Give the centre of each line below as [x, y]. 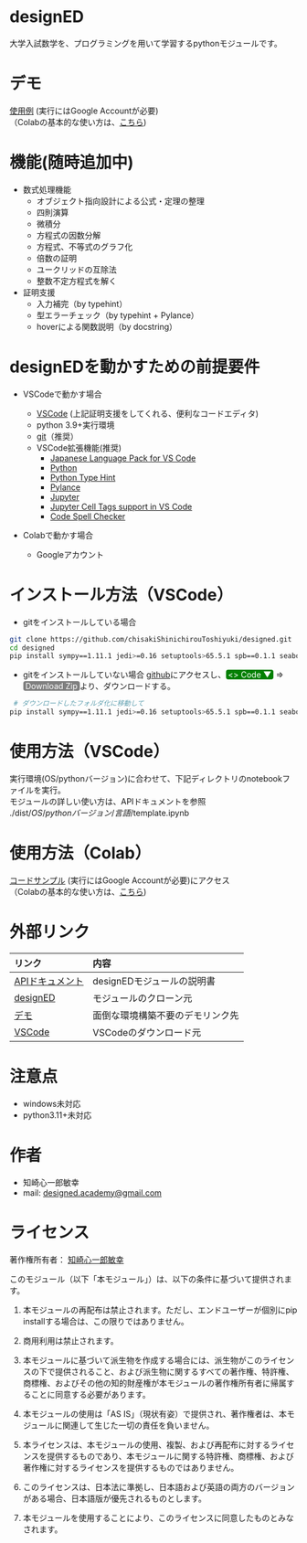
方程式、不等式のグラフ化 [85, 246]
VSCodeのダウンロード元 [147, 1032]
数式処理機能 [47, 189]
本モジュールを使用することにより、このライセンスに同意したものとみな [158, 1517]
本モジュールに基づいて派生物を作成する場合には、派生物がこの [143, 1360]
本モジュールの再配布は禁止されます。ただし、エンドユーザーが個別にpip [160, 1310]
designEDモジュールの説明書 [154, 981]
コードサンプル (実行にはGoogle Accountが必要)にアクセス [120, 880]
